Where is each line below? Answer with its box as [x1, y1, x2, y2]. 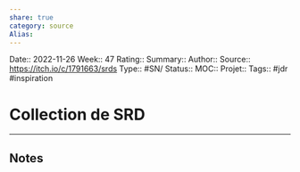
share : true [9, 12, 54, 22]
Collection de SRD [9, 104, 146, 125]
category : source [9, 21, 74, 30]
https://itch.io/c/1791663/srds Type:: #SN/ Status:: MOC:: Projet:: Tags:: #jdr [9, 63, 288, 74]
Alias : [9, 29, 34, 38]
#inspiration [9, 73, 54, 84]
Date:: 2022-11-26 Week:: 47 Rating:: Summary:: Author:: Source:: [9, 54, 252, 65]
